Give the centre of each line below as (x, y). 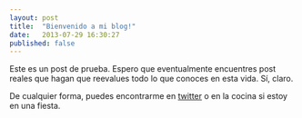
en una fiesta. (35, 106)
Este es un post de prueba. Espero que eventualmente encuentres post (143, 69)
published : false (42, 43)
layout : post (34, 18)
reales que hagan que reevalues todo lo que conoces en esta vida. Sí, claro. (151, 79)
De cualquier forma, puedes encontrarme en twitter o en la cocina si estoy (149, 96)
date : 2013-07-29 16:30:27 (65, 34)
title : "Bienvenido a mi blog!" (73, 26)
